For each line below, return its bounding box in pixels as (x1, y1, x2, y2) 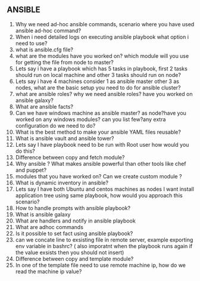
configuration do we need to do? (15, 122, 96, 129)
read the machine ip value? (15, 268, 82, 275)
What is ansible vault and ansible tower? (15, 134, 114, 142)
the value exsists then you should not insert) (15, 249, 124, 256)
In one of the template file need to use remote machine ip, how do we (15, 261, 186, 268)
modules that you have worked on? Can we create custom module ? (15, 172, 182, 180)
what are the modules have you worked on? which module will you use (15, 52, 189, 59)
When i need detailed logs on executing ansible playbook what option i (15, 33, 189, 41)
